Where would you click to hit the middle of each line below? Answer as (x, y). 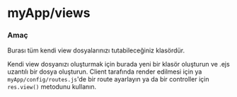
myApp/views (49, 13)
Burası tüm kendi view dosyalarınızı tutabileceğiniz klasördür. (96, 50)
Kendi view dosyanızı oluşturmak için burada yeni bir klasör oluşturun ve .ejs (118, 64)
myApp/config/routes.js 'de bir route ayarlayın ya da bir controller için (108, 79)
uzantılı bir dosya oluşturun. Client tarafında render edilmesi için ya (105, 72)
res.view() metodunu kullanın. (52, 87)
